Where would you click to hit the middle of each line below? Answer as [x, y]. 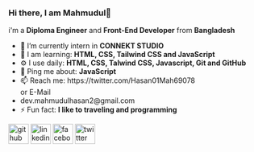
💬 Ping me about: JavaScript [68, 72]
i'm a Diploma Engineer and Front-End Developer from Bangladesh [122, 31]
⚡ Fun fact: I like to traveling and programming [98, 110]
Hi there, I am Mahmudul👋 [60, 13]
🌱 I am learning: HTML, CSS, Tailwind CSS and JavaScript [117, 55]
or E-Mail [35, 92]
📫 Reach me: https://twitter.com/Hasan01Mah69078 [108, 80]
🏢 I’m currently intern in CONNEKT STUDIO [92, 46]
